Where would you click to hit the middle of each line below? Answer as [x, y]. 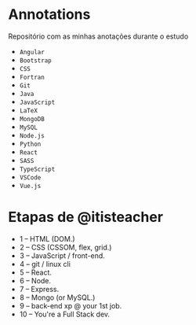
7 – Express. [39, 289]
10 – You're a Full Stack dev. [65, 314]
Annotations [49, 15]
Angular [32, 52]
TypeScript [37, 169]
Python [30, 144]
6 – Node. [35, 280]
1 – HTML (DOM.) [47, 238]
